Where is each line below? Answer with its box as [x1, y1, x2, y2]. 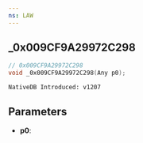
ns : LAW [8, 11, 34, 20]
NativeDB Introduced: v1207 [8, 84, 102, 92]
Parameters [8, 104, 68, 119]
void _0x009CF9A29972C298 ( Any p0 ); [8, 69, 126, 77]
